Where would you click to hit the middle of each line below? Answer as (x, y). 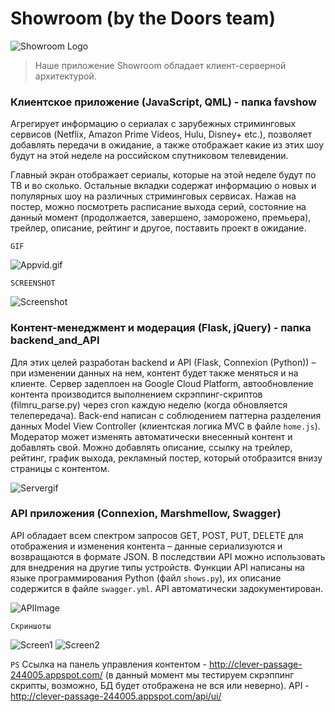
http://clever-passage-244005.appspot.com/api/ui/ (116, 696)
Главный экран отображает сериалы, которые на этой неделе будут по (163, 175)
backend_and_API (55, 340)
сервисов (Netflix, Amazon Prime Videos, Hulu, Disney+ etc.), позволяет (161, 134)
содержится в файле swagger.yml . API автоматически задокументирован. (167, 588)
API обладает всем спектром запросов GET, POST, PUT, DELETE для (157, 535)
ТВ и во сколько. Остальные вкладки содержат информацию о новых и (163, 186)
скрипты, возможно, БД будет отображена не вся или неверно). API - (160, 685)
